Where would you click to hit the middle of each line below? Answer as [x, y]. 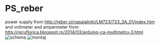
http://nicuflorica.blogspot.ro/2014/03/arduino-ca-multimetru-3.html [74, 32]
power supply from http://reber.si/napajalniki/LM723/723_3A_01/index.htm [80, 22]
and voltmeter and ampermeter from [42, 27]
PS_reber [24, 8]
